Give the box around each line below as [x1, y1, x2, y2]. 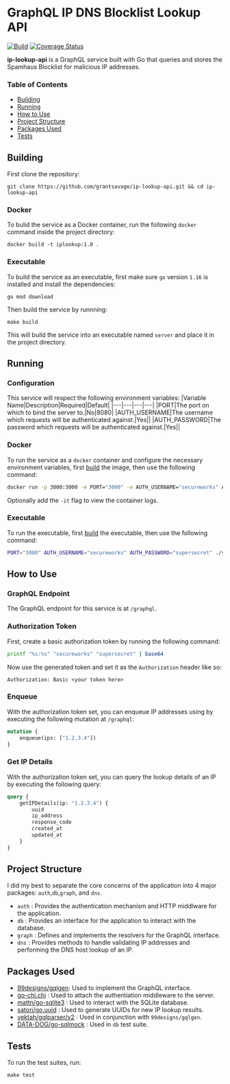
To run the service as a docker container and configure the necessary [7, 456, 203, 464]
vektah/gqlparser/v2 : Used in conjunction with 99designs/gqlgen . [16, 1013, 202, 1022]
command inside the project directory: [7, 228, 115, 236]
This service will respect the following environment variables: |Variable [7, 394, 207, 402]
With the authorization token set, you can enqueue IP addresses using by [7, 707, 214, 716]
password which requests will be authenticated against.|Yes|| [7, 423, 180, 432]
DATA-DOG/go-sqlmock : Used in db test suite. [16, 1020, 149, 1028]
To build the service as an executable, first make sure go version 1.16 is [7, 272, 209, 281]
